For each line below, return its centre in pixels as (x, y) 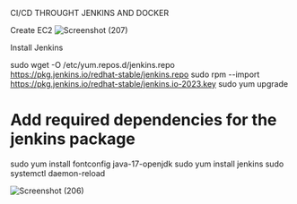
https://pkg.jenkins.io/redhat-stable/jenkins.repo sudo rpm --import (135, 74)
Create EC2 (31, 30)
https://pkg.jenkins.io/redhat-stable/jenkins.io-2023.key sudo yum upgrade (149, 84)
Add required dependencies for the (144, 120)
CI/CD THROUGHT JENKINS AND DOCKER (90, 13)
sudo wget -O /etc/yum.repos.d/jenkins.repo (93, 65)
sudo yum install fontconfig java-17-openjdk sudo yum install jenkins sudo (147, 164)
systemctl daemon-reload (58, 173)
